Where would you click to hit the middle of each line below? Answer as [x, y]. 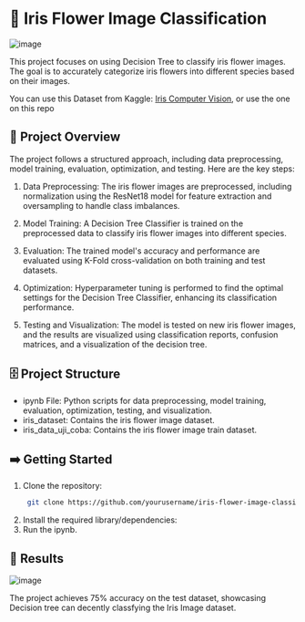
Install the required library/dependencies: [100, 520]
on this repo [32, 108]
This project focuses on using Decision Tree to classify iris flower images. [148, 61]
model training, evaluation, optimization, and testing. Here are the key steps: [152, 169]
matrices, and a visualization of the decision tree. [115, 344]
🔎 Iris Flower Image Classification [138, 19]
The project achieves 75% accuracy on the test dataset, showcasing [138, 598]
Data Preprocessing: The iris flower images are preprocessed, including [157, 186]
